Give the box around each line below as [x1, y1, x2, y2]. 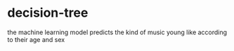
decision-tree [7, 5, 89, 21]
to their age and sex [7, 35, 65, 43]
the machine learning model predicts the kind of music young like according [7, 28, 227, 36]
